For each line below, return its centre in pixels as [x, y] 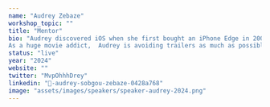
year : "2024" [30, 61]
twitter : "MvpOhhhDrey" [48, 76]
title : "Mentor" [35, 31]
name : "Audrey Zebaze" [46, 16]
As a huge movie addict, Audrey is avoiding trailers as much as [122, 46]
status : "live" [34, 53]
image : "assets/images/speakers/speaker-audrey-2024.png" [107, 91]
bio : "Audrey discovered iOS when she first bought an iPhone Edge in [129, 38]
